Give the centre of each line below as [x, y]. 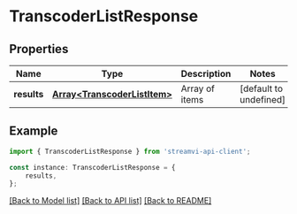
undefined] [263, 99]
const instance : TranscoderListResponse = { [92, 167]
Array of [198, 88]
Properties [39, 49]
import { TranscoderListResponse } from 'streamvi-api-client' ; [130, 151]
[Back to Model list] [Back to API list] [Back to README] [110, 201]
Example [34, 131]
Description [206, 74]
